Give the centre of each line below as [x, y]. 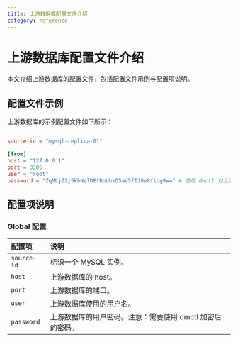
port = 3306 [25, 167]
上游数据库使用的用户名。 [93, 304]
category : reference [38, 21]
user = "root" [28, 174]
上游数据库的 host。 [83, 277]
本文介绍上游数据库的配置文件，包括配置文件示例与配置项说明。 [100, 79]
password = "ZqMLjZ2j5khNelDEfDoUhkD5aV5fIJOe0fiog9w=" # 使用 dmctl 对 [115, 181]
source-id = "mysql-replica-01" [55, 142]
